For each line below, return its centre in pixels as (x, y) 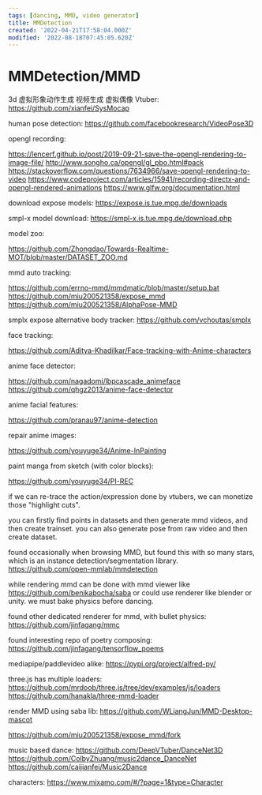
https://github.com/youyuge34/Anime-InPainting (88, 451)
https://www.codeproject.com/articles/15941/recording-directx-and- (139, 179)
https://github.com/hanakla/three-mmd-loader (84, 696)
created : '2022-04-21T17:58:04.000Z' (70, 30)
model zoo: (26, 234)
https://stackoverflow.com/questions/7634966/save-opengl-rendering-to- (129, 171)
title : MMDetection (40, 23)
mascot (21, 720)
